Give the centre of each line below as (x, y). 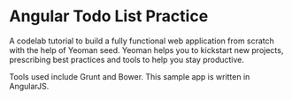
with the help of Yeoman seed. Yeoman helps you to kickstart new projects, (146, 50)
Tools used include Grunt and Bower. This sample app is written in (130, 76)
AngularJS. (29, 86)
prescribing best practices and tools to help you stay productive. (127, 59)
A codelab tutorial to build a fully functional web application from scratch (142, 41)
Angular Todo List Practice (109, 16)
